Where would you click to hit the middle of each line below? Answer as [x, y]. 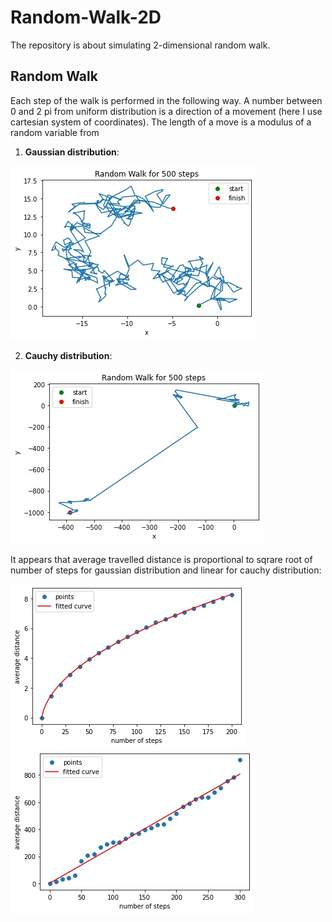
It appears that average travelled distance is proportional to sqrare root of [161, 559]
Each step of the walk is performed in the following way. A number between [166, 100]
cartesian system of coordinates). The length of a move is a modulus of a [161, 122]
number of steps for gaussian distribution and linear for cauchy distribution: [166, 570]
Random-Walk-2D [86, 17]
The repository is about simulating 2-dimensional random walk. [140, 45]
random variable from [55, 132]
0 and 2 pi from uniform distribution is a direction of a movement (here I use [166, 111]
